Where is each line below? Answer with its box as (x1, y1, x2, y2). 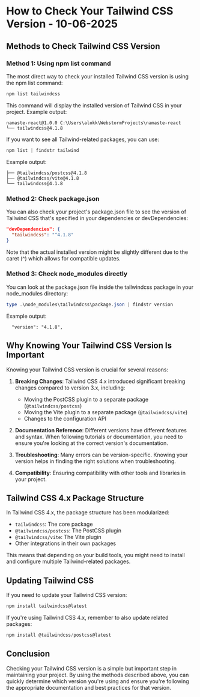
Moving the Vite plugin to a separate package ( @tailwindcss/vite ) (23, 408, 188, 415)
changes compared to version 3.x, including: (14, 384, 126, 391)
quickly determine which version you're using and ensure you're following (6, 677, 189, 685)
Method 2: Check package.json (6, 194, 100, 203)
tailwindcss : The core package (14, 520, 93, 528)
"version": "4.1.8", (11, 324, 63, 330)
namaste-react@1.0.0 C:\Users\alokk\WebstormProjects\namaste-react (6, 119, 181, 126)
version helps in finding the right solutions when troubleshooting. (14, 457, 176, 465)
